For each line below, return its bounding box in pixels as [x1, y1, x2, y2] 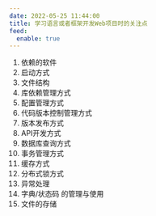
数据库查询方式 [20, 138, 71, 148]
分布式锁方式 [20, 169, 64, 179]
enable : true [16, 34, 61, 43]
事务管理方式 [20, 149, 64, 159]
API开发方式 [20, 129, 61, 138]
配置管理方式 [20, 98, 64, 108]
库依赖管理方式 [20, 88, 71, 98]
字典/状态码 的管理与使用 [20, 189, 104, 199]
